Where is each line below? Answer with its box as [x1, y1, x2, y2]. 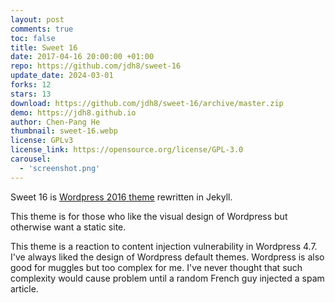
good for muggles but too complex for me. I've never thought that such [10, 261, 303, 273]
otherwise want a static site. [10, 221, 127, 233]
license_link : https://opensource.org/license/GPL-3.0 [10, 145, 244, 155]
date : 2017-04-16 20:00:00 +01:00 [10, 52, 155, 62]
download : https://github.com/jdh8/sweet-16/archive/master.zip [10, 98, 284, 108]
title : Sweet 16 [10, 42, 78, 53]
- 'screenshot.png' [19, 163, 101, 173]
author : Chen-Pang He [10, 117, 101, 127]
